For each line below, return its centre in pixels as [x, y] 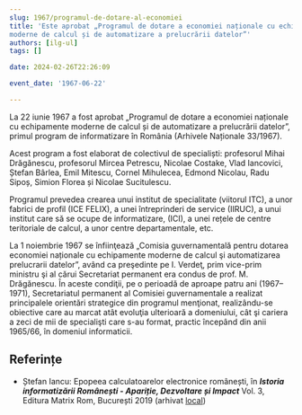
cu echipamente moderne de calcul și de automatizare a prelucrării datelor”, [150, 126]
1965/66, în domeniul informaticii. [71, 331]
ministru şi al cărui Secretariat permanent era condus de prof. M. [129, 274]
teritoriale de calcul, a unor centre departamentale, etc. [111, 228]
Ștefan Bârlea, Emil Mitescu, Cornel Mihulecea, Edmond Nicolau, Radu [139, 172]
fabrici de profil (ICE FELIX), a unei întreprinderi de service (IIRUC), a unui [145, 208]
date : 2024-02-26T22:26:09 [60, 67]
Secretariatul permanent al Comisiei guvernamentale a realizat [147, 293]
